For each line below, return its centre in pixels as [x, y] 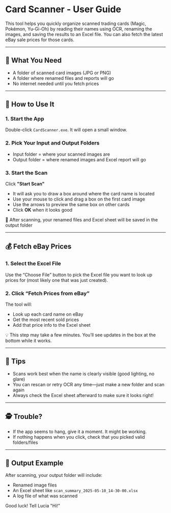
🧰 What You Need [34, 60]
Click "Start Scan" [25, 184]
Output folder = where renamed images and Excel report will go [79, 159]
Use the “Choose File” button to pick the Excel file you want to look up [79, 275]
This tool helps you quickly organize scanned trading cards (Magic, [76, 23]
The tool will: [19, 304]
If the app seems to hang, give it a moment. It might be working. [80, 432]
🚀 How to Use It [30, 105]
